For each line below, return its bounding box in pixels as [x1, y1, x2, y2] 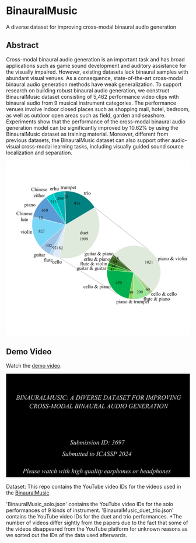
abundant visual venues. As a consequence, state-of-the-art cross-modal [6, 74, 184, 81]
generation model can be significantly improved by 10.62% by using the [6, 124, 178, 131]
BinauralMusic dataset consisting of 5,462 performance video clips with [6, 93, 179, 100]
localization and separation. [6, 149, 73, 156]
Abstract [6, 40, 39, 50]
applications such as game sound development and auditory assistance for [6, 62, 187, 69]
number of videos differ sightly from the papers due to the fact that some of [6, 519, 188, 527]
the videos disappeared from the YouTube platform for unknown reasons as [6, 525, 188, 532]
